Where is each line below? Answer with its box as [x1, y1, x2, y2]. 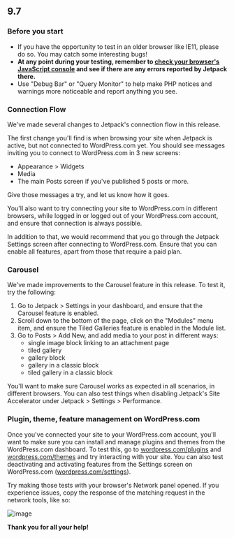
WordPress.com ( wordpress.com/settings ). [7, 467, 131, 476]
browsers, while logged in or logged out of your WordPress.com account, [7, 211, 219, 219]
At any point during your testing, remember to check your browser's [17, 57, 220, 66]
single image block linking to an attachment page [27, 339, 170, 347]
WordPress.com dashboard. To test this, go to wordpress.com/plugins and [7, 445, 221, 453]
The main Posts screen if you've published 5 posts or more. [17, 177, 189, 185]
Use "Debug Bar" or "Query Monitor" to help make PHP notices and [17, 80, 212, 88]
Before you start [7, 27, 64, 36]
